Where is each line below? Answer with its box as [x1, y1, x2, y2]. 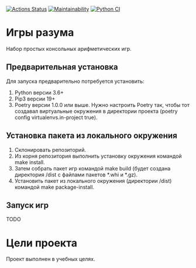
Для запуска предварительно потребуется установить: [6, 78, 145, 85]
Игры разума [6, 26, 74, 39]
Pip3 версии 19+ [14, 95, 56, 102]
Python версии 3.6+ [14, 89, 64, 96]
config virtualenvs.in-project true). [14, 114, 98, 121]
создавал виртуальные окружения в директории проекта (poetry [14, 107, 178, 114]
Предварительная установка [6, 62, 118, 72]
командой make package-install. [14, 183, 95, 190]
